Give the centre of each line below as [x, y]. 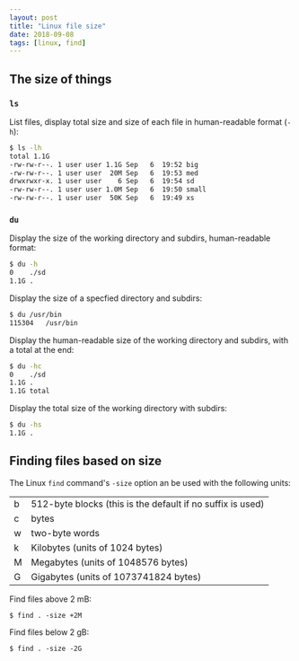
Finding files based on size [86, 461]
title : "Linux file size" [57, 26]
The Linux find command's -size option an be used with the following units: [150, 482]
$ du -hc [26, 366]
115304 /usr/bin [44, 323]
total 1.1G [30, 156]
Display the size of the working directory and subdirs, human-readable [140, 238]
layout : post [34, 18]
